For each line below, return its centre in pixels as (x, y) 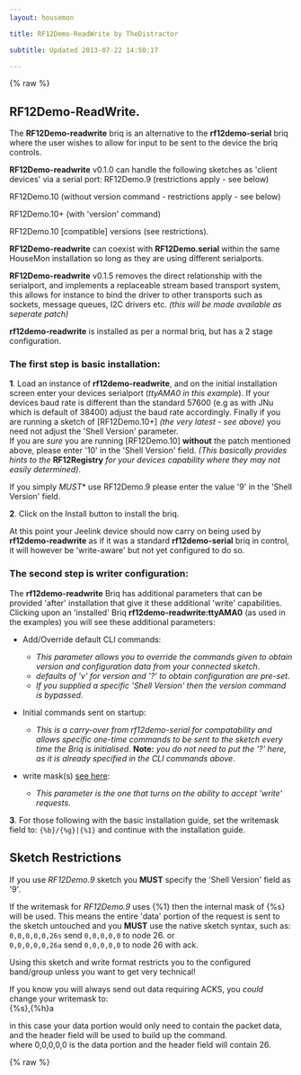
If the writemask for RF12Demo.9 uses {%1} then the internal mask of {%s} (147, 906)
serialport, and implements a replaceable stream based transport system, (145, 286)
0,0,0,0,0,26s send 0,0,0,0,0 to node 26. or (92, 935)
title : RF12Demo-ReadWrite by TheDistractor (94, 34)
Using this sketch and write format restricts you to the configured (130, 962)
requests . (53, 802)
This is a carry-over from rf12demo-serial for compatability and (154, 729)
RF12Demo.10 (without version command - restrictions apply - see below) (145, 197)
